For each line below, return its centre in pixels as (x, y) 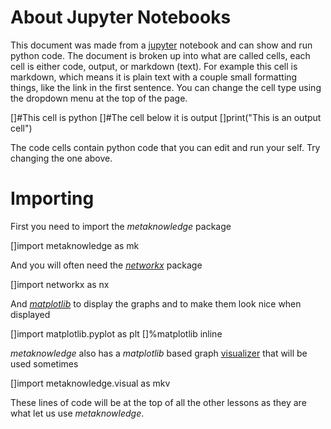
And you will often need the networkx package (106, 265)
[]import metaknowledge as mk (75, 245)
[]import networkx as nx (60, 284)
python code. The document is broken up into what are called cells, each (160, 55)
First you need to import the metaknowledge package (121, 226)
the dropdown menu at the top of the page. (99, 98)
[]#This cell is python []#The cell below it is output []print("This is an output (166, 117)
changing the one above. (61, 158)
